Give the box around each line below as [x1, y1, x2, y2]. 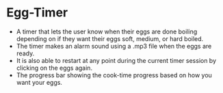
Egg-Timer [6, 5, 68, 21]
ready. [16, 49, 35, 57]
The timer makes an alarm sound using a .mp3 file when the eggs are [16, 42, 212, 50]
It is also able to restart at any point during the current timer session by [16, 56, 217, 64]
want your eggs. [16, 78, 63, 86]
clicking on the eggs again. [16, 64, 93, 72]
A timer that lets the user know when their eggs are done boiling [16, 27, 198, 36]
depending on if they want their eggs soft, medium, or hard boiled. [16, 34, 204, 42]
